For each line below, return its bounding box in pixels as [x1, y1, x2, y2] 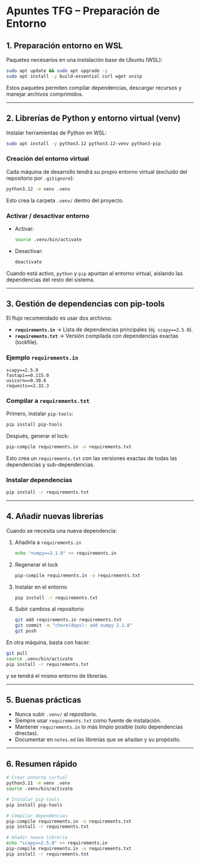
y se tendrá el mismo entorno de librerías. [6, 672, 108, 679]
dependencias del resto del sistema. [6, 276, 95, 283]
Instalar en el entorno [14, 583, 67, 590]
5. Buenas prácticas [6, 695, 82, 705]
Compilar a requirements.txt [6, 396, 90, 405]
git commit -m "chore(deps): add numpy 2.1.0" [14, 623, 133, 629]
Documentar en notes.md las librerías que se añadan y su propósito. [14, 736, 181, 743]
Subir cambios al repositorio [14, 605, 85, 612]
